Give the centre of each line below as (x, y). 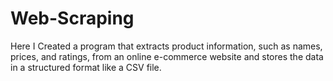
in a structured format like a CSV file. (86, 67)
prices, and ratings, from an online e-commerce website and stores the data (167, 56)
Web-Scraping (72, 18)
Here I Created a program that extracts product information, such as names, (166, 46)
